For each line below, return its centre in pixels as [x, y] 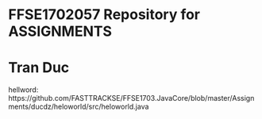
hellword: [23, 90]
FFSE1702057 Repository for [104, 15]
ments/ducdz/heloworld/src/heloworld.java [79, 107]
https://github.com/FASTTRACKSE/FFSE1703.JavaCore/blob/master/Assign [131, 98]
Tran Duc [39, 68]
